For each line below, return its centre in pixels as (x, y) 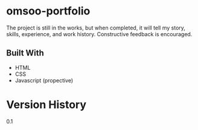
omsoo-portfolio (48, 11)
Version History (46, 104)
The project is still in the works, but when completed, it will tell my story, (96, 28)
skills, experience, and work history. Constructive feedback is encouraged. (99, 34)
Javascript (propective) (44, 80)
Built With (25, 53)
